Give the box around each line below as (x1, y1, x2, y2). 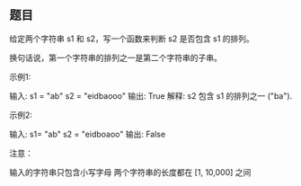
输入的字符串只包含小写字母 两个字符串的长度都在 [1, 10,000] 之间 (9, 166, 252, 177)
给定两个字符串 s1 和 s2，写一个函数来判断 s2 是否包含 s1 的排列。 (9, 33, 254, 44)
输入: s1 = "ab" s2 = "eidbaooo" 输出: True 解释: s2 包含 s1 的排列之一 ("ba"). (9, 90, 293, 101)
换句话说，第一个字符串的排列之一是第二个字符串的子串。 (9, 52, 222, 63)
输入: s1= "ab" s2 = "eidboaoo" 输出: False (9, 128, 166, 139)
